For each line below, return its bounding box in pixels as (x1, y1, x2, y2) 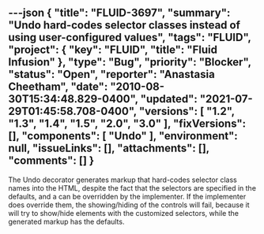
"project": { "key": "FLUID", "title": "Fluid (8, 43, 217, 57)
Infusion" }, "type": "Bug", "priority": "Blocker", (8, 55, 251, 69)
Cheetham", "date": (8, 80, 108, 94)
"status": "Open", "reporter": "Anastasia (8, 68, 215, 81)
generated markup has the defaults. (8, 217, 125, 226)
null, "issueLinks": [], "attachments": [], (8, 142, 209, 155)
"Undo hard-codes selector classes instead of (8, 19, 241, 32)
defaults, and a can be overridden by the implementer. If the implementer (8, 191, 247, 201)
